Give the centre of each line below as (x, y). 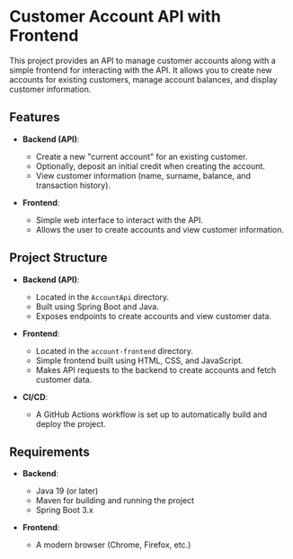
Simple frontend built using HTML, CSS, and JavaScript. (139, 360)
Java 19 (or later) (67, 491)
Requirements (49, 452)
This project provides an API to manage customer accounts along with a (142, 60)
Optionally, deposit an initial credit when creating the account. (150, 166)
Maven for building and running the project (115, 501)
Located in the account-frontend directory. (114, 350)
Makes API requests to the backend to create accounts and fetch (156, 369)
